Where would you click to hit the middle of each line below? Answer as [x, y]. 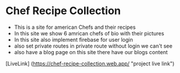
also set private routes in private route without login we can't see [93, 46]
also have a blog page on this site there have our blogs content [91, 52]
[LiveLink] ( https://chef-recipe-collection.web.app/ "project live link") [90, 64]
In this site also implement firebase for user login [73, 39]
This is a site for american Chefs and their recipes [75, 27]
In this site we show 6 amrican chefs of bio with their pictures [89, 33]
